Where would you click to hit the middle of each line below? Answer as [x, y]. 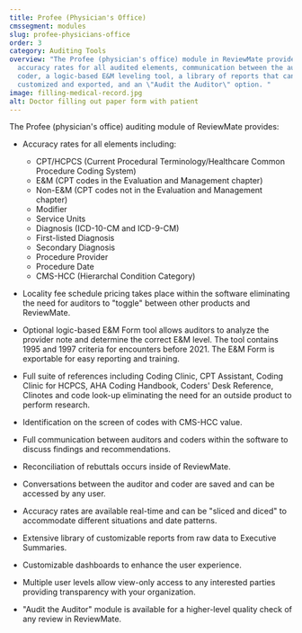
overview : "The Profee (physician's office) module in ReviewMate [136, 59]
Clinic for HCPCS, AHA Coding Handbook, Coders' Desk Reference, [148, 386]
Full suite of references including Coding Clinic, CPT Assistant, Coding [153, 376]
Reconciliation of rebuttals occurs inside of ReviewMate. [126, 467]
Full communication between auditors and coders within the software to [155, 440]
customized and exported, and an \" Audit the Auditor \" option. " [144, 85]
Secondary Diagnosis [75, 247]
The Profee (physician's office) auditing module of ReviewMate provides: [144, 127]
